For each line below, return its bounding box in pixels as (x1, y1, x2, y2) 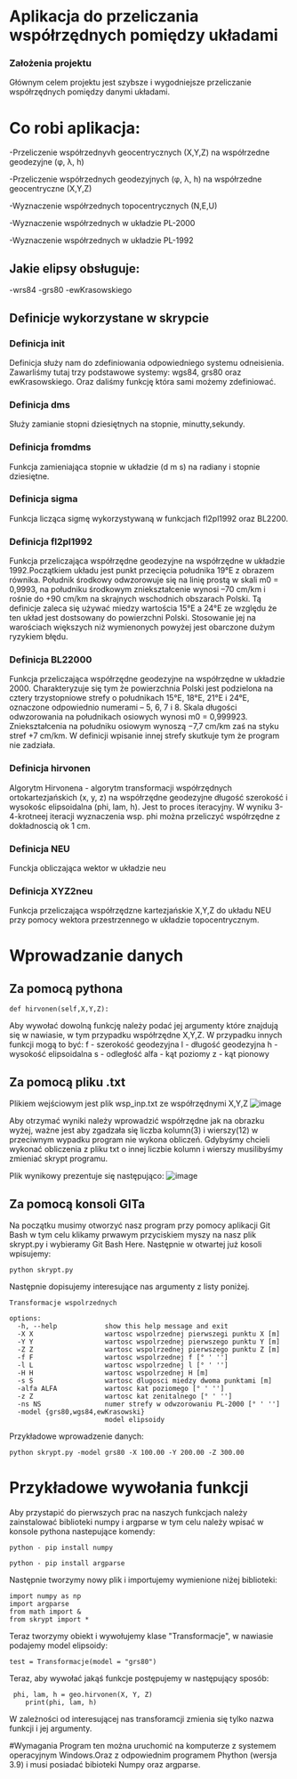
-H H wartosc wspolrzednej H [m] (17, 1369, 209, 1377)
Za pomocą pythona (9, 981, 123, 996)
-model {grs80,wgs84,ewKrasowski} (17, 1407, 145, 1417)
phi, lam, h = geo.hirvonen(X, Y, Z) (12, 1690, 153, 1699)
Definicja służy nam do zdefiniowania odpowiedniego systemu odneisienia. (9, 357, 285, 368)
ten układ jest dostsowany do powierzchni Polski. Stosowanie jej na (9, 613, 256, 623)
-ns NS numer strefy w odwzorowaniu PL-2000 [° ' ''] (17, 1400, 280, 1409)
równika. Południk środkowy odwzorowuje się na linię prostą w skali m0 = (9, 574, 279, 585)
